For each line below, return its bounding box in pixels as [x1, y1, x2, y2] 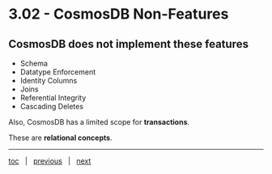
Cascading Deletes [19, 102, 83, 111]
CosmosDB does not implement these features [8, 37, 249, 51]
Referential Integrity [19, 93, 87, 102]
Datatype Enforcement [19, 67, 96, 77]
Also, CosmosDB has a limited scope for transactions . [8, 117, 190, 126]
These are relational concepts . [8, 133, 113, 142]
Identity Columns [19, 76, 78, 85]
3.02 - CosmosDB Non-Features [8, 5, 229, 23]
